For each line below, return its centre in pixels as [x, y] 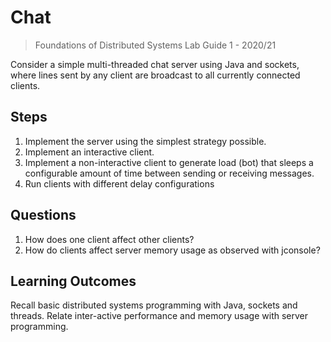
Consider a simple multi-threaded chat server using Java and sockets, [155, 64]
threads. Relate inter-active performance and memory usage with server [159, 316]
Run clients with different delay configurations [119, 183]
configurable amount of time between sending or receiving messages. [169, 173]
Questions [43, 215]
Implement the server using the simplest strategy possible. [145, 141]
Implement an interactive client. [89, 152]
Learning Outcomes [73, 281]
